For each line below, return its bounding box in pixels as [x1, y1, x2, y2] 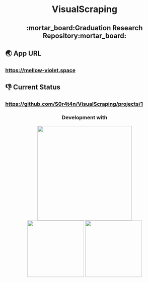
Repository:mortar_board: [42, 31, 127, 40]
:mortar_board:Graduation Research [26, 24, 143, 32]
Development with [61, 114, 108, 121]
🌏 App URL [5, 49, 42, 57]
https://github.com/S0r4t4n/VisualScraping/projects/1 [5, 101, 143, 108]
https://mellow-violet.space [5, 66, 76, 74]
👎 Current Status [5, 83, 60, 92]
